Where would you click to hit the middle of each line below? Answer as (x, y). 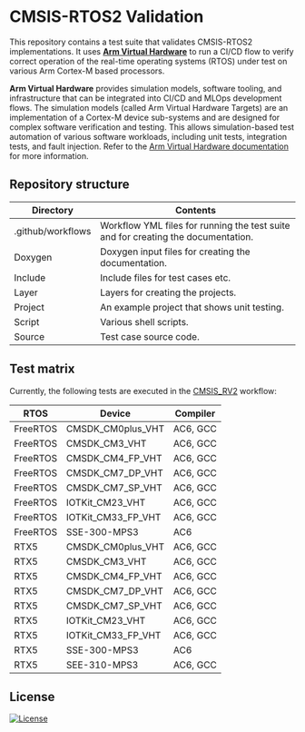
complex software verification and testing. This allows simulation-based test (152, 127)
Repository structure (69, 185)
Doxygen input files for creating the (175, 252)
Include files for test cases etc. (165, 277)
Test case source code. (149, 336)
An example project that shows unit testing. (192, 307)
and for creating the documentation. (177, 236)
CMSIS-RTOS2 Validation (107, 17)
